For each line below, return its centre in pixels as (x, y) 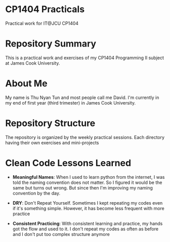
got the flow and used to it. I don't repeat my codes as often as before (85, 229)
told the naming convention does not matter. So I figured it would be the (87, 182)
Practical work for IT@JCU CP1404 (42, 23)
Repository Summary (51, 44)
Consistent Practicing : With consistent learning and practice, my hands (88, 223)
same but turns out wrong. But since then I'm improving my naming (83, 187)
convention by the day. (36, 193)
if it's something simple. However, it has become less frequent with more (88, 208)
